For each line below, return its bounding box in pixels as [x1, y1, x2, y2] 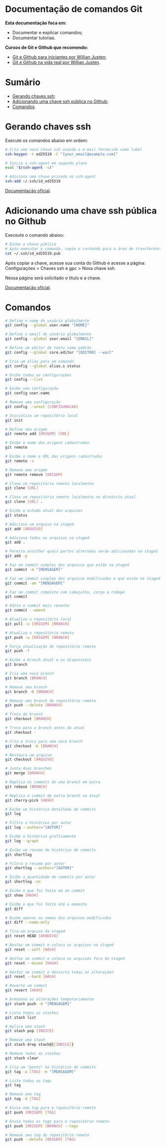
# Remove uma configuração [5, 400, 61, 405]
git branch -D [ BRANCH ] [5, 689, 54, 694]
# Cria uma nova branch [5, 671, 54, 676]
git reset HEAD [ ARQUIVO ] [5, 934, 58, 939]
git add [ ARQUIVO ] [5, 526, 43, 532]
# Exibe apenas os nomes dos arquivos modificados [5, 915, 112, 920]
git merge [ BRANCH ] [5, 771, 45, 776]
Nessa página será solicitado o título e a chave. [5, 274, 101, 281]
